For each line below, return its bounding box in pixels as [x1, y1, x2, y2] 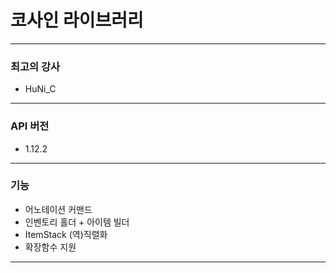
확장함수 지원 [24, 241, 77, 253]
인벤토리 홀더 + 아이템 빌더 [24, 216, 130, 228]
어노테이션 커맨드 [24, 203, 93, 215]
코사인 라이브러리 [10, 9, 144, 32]
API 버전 [10, 119, 50, 133]
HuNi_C [24, 83, 57, 95]
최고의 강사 [10, 59, 61, 73]
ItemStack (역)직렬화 [24, 228, 108, 240]
